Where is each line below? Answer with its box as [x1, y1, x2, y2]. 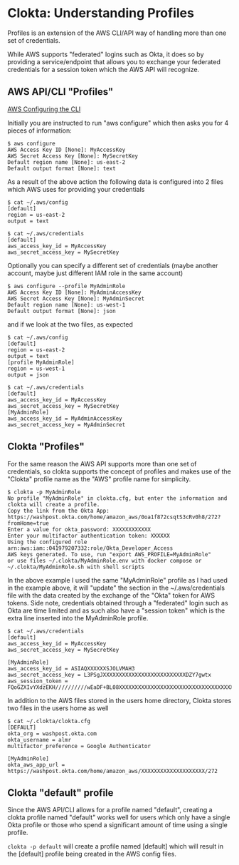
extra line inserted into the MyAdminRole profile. [7, 613, 149, 622]
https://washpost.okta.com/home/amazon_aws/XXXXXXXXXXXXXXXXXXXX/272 [7, 767, 218, 774]
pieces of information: [7, 126, 73, 135]
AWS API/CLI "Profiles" [7, 86, 114, 98]
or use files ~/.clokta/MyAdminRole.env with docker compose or [7, 557, 202, 564]
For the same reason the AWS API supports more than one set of [7, 459, 197, 468]
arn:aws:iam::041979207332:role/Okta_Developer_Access [7, 544, 174, 552]
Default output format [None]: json [7, 307, 116, 314]
